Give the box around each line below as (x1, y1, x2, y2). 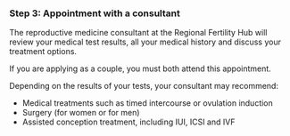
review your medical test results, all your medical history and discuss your (9, 36, 281, 47)
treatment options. (9, 46, 78, 57)
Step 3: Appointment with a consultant (9, 7, 180, 20)
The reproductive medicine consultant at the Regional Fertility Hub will (9, 28, 268, 38)
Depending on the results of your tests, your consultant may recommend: (9, 81, 279, 92)
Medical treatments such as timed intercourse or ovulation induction (21, 98, 274, 108)
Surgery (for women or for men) (21, 108, 140, 118)
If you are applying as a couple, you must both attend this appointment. (9, 63, 272, 74)
